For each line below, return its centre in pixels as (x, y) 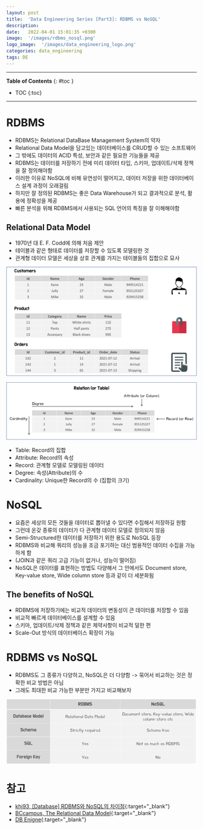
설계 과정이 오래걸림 (45, 185)
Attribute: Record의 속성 (44, 457)
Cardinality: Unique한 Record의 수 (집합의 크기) (72, 480)
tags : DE (17, 57)
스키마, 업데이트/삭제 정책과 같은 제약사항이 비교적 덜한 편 (83, 625)
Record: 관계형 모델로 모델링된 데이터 (59, 465)
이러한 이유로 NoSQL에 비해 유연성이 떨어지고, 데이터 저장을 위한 (91, 178)
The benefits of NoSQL (50, 595)
